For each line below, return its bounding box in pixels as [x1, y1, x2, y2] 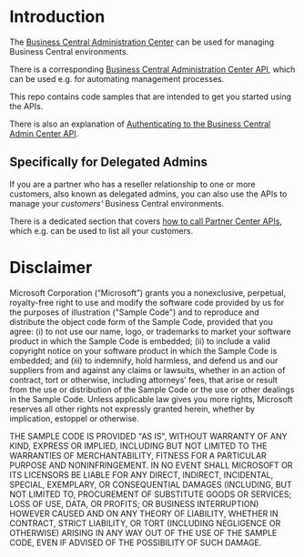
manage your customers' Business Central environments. [9, 197, 225, 208]
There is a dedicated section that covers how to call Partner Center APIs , [9, 216, 282, 227]
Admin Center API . [9, 127, 79, 138]
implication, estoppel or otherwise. [9, 412, 139, 424]
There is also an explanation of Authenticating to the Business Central [9, 118, 271, 129]
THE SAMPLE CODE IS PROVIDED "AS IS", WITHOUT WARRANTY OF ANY [9, 430, 288, 441]
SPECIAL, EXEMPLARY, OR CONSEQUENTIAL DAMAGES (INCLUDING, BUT [9, 479, 293, 490]
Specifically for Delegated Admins [9, 155, 208, 170]
